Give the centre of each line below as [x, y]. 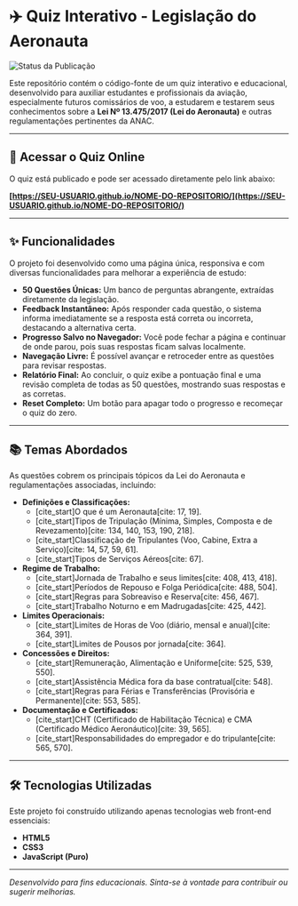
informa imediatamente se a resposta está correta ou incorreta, [137, 318]
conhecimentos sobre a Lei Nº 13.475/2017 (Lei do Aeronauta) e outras [141, 111]
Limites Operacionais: [63, 616]
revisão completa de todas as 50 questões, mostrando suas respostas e [153, 384]
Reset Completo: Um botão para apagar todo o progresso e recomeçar [153, 403]
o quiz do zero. [50, 413]
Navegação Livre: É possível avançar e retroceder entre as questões [148, 356]
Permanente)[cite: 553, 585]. [88, 701]
